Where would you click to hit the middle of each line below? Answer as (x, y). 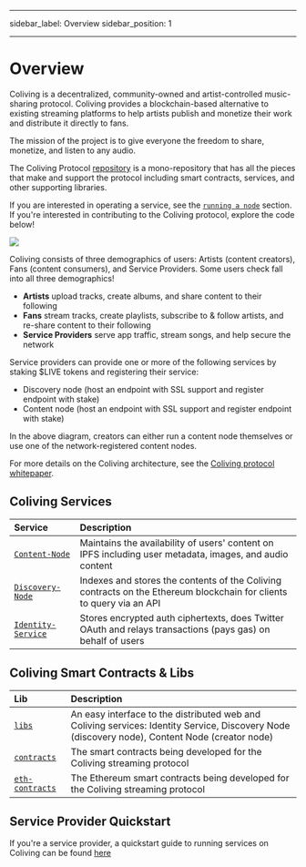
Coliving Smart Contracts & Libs (102, 673)
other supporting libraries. (58, 187)
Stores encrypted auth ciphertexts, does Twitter (182, 617)
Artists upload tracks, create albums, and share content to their (142, 296)
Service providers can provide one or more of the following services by (143, 362)
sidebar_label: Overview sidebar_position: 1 (91, 23)
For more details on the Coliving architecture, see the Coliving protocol (142, 463)
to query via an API (120, 603)
